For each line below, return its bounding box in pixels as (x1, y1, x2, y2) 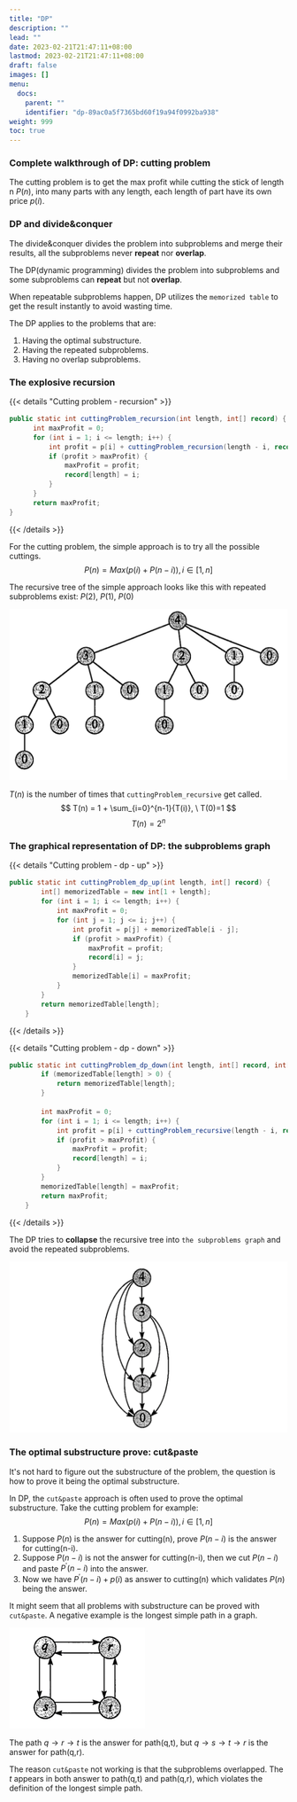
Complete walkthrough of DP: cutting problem (9, 157, 211, 169)
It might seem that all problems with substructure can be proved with (9, 1601, 260, 1611)
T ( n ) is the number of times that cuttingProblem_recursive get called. (9, 789, 263, 800)
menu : (9, 80, 29, 89)
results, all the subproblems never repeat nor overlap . (9, 247, 207, 258)
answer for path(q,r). (9, 1747, 85, 1758)
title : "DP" (9, 14, 53, 23)
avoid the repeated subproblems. (9, 1244, 130, 1254)
